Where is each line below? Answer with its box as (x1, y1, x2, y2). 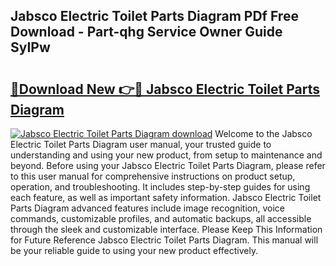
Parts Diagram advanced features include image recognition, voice (10, 202, 285, 214)
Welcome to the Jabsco (214, 128, 313, 139)
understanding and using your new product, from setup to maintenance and (10, 149, 323, 161)
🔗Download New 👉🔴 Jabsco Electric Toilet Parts (10, 80, 321, 98)
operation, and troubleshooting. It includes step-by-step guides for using (10, 181, 311, 193)
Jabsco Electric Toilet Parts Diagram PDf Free (10, 8, 299, 25)
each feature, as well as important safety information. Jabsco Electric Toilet (10, 192, 322, 203)
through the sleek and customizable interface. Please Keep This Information (10, 224, 323, 235)
